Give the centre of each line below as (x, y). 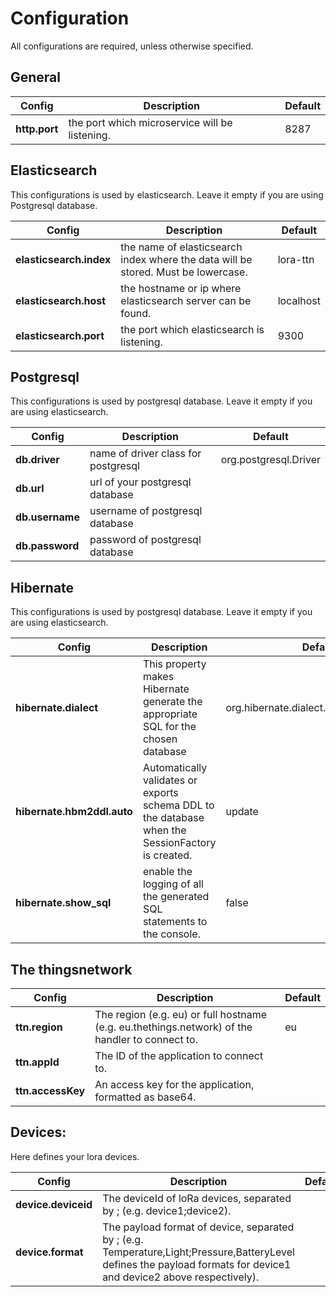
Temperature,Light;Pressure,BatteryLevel (198, 1252)
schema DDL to (178, 805)
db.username (47, 517)
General (36, 77)
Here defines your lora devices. (75, 1156)
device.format (49, 1252)
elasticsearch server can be (186, 300)
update (242, 812)
